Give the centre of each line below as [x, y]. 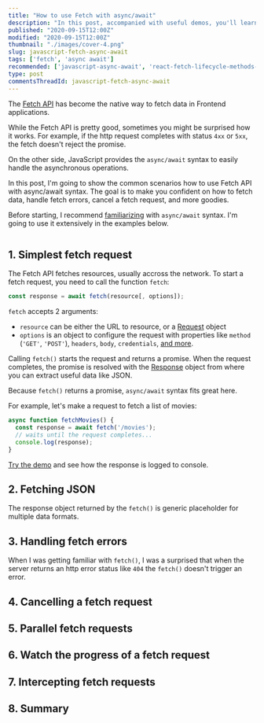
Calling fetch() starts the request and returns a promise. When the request [130, 359]
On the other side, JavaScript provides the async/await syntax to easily [123, 159]
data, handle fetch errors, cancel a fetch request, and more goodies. [119, 199]
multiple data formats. [44, 517]
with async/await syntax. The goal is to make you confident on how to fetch [130, 191]
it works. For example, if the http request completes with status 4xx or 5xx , [128, 135]
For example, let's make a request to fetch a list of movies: [103, 406]
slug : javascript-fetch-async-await [68, 52]
